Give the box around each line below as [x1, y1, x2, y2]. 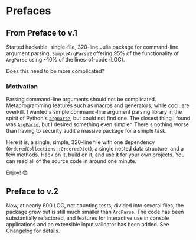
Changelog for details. [6, 227, 60, 235]
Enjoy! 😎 [6, 169, 28, 176]
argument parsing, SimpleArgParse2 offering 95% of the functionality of [6, 50, 179, 57]
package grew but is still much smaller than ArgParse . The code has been [6, 209, 184, 216]
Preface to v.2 [6, 186, 59, 196]
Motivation [6, 82, 38, 90]
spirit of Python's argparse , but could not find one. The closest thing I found [6, 114, 191, 122]
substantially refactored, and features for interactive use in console [6, 215, 169, 222]
